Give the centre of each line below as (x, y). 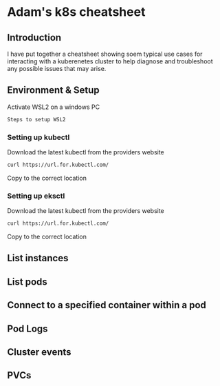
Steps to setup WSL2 (37, 119)
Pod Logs (27, 328)
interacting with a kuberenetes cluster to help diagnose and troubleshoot (110, 61)
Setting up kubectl (38, 137)
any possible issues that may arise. (57, 69)
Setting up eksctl (36, 196)
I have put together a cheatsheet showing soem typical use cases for (105, 54)
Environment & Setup (53, 90)
